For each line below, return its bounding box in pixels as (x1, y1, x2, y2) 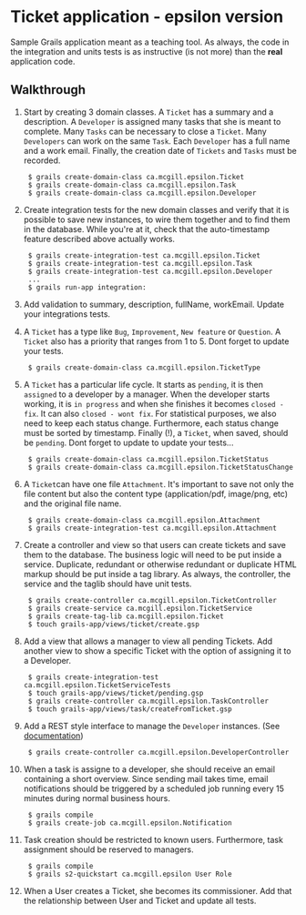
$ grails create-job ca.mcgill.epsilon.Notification (27, 818, 232, 828)
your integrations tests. (23, 308, 111, 320)
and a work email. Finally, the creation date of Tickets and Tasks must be (23, 145, 297, 156)
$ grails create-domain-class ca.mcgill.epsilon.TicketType (27, 362, 261, 372)
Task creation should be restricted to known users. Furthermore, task (23, 834, 283, 845)
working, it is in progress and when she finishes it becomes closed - (23, 398, 285, 409)
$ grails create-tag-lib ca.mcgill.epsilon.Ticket (27, 612, 224, 621)
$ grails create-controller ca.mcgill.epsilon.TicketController (27, 595, 277, 605)
